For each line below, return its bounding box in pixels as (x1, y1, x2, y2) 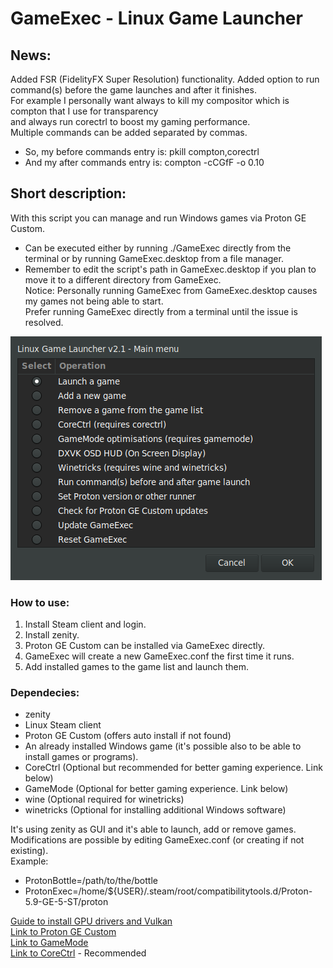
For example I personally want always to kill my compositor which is (10, 95, 290, 106)
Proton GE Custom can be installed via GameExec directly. (24, 640, 265, 652)
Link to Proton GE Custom (10, 926, 117, 938)
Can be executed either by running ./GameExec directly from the (24, 242, 292, 254)
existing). (10, 845, 49, 857)
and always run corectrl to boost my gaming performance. (10, 116, 251, 127)
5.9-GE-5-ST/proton (24, 896, 109, 908)
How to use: (10, 595, 70, 609)
